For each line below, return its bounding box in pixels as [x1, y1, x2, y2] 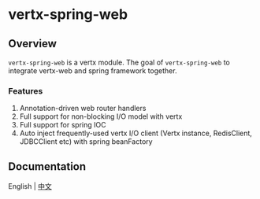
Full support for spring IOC [19, 120, 106, 130]
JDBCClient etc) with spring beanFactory [19, 137, 153, 146]
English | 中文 [8, 182, 53, 191]
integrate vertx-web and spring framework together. [8, 66, 177, 76]
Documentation [8, 160, 87, 173]
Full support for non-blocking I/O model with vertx [19, 112, 183, 121]
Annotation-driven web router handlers [19, 104, 147, 113]
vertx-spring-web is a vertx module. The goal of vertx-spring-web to [8, 57, 231, 67]
